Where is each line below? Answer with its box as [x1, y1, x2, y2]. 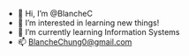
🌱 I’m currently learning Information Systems [17, 27, 180, 37]
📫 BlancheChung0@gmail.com [17, 37, 132, 47]
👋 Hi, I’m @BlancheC [17, 9, 93, 18]
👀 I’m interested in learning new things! [17, 17, 160, 28]
